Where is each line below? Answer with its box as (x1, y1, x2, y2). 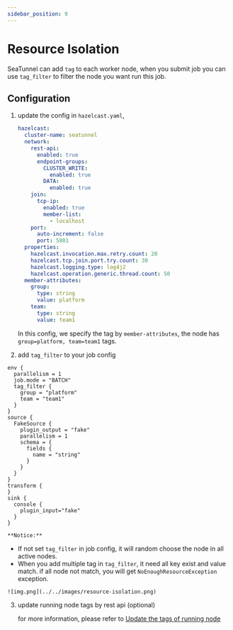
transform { (7, 482, 42, 490)
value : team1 (36, 316, 76, 324)
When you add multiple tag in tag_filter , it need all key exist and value (17, 559, 227, 568)
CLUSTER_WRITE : (43, 165, 89, 172)
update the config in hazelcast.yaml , (17, 111, 125, 120)
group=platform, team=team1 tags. (17, 336, 117, 345)
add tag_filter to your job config (17, 350, 116, 359)
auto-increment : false (36, 231, 104, 238)
